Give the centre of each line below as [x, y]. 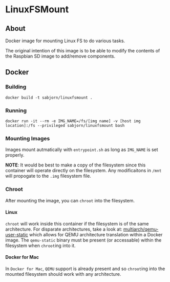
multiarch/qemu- [141, 229]
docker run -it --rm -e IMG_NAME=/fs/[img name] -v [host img [73, 121]
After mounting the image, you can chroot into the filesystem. [70, 200]
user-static [17, 234]
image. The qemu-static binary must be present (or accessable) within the [83, 240]
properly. [15, 155]
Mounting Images [28, 138]
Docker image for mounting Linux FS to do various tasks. [65, 41]
